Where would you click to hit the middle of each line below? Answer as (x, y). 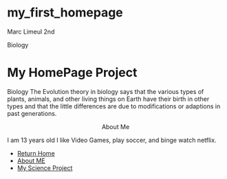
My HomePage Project (72, 73)
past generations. (32, 113)
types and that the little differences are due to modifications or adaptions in (114, 106)
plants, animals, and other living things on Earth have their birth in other (108, 99)
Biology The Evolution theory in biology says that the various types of (106, 91)
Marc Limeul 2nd (31, 32)
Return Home (36, 153)
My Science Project (45, 168)
